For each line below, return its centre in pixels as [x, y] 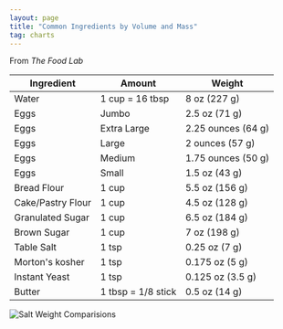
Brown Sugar [42, 232]
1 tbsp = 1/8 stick [138, 292]
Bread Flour [39, 188]
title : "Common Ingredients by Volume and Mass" [104, 27]
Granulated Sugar [52, 218]
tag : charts [32, 35]
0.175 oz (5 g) [217, 262]
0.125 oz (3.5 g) [221, 277]
